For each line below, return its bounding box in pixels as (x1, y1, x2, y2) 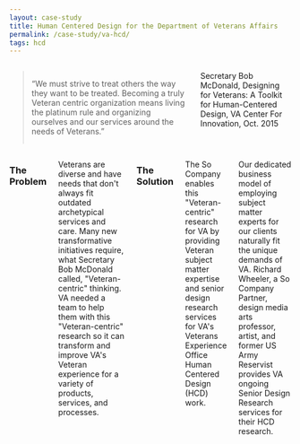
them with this (57, 311, 110, 323)
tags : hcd (9, 38, 47, 48)
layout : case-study (9, 13, 82, 22)
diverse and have (57, 169, 123, 179)
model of (238, 178, 271, 189)
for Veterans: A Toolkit (200, 90, 283, 100)
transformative (57, 235, 113, 247)
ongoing (238, 379, 270, 389)
